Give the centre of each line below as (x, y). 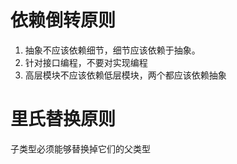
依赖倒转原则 (63, 20)
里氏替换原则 (63, 119)
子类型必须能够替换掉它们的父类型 (80, 148)
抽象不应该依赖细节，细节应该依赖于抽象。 (112, 50)
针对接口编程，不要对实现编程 (86, 62)
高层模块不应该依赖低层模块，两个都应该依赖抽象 (125, 75)
